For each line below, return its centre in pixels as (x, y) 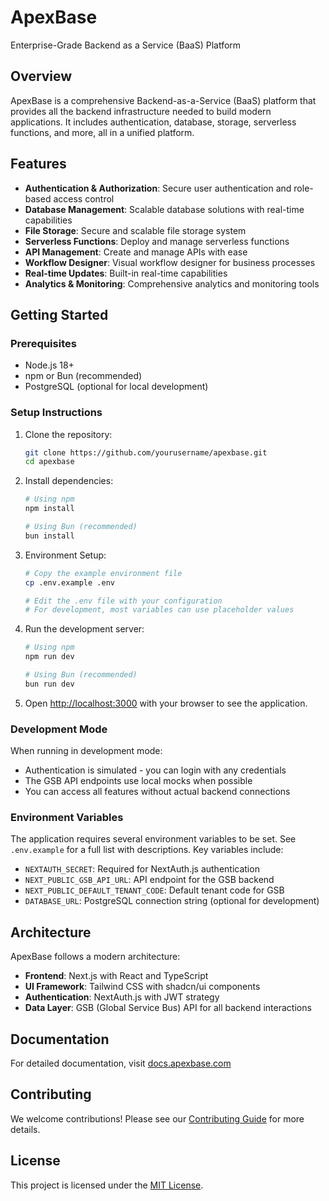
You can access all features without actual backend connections (157, 792)
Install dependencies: (69, 481)
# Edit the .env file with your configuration (123, 601)
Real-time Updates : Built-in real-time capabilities (126, 273)
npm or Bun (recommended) (83, 376)
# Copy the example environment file (103, 573)
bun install (49, 536)
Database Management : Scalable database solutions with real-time (164, 209)
